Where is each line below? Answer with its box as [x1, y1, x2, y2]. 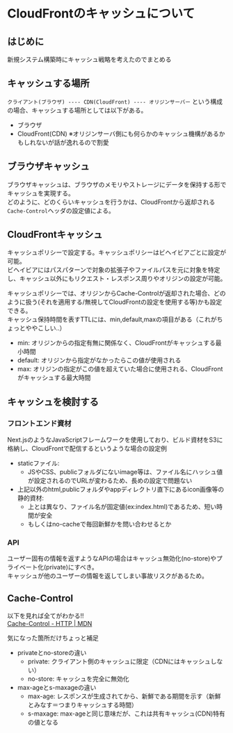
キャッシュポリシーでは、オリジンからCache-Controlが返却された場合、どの [7, 289, 226, 298]
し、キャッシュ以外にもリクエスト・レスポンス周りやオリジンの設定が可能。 [7, 275, 227, 283]
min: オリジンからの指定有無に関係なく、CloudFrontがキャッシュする [17, 339, 216, 347]
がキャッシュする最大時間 [17, 373, 91, 382]
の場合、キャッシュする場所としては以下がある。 [7, 106, 147, 114]
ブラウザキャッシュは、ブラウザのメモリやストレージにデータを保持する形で [7, 180, 227, 188]
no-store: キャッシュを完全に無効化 [27, 675, 130, 683]
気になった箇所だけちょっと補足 [7, 634, 99, 643]
